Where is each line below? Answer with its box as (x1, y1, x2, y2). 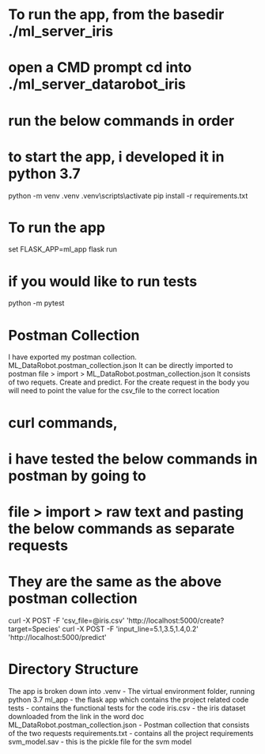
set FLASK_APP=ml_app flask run (8, 244, 117, 254)
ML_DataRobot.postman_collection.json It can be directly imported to (8, 361, 233, 370)
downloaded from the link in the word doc (8, 711, 145, 721)
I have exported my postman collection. (8, 352, 137, 362)
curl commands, (8, 414, 119, 432)
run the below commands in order (8, 112, 235, 130)
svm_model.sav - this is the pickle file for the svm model (8, 737, 192, 746)
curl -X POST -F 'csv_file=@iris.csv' (8, 616, 125, 625)
